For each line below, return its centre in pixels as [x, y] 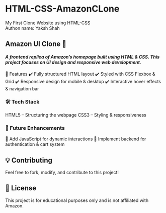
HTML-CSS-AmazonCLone [62, 9]
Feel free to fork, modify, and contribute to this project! [62, 172]
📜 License [21, 188]
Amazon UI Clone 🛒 [36, 44]
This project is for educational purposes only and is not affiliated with [77, 200]
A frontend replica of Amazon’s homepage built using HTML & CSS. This [82, 57]
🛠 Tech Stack [22, 102]
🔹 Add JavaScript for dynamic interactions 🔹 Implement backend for [76, 139]
